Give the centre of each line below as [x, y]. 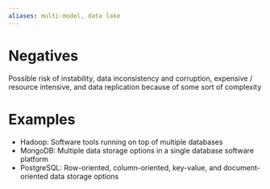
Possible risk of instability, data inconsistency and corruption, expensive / [131, 78]
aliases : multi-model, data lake [64, 16]
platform [34, 159]
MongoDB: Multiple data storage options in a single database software [137, 150]
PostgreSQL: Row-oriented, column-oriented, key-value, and [120, 167]
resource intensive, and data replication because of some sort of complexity [135, 86]
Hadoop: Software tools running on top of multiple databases [121, 141]
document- [241, 167]
